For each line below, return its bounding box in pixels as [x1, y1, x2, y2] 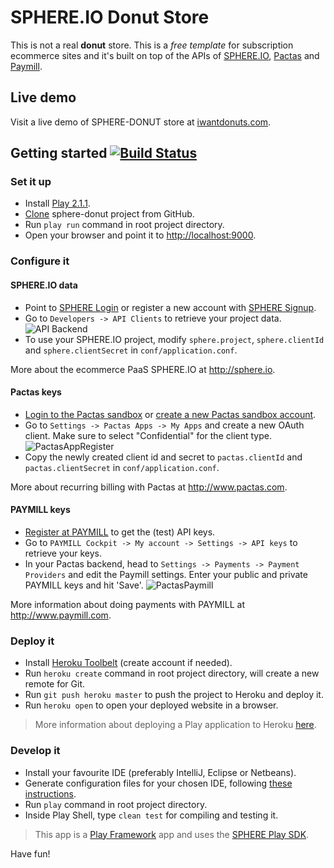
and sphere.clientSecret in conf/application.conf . [24, 344, 238, 356]
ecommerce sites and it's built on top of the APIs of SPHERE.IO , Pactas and [10, 49, 320, 61]
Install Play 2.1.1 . [24, 197, 91, 210]
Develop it [10, 744, 61, 758]
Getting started [10, 145, 108, 162]
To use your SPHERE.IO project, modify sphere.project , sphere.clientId [24, 333, 325, 345]
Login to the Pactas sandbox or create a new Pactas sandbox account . [24, 408, 317, 420]
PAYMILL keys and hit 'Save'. [24, 579, 144, 591]
